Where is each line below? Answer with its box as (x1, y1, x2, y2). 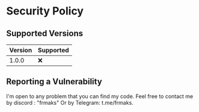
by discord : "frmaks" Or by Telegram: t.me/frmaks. (6, 99, 133, 106)
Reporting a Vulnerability (6, 76, 102, 87)
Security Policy (6, 4, 84, 18)
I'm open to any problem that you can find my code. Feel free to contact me (6, 92, 194, 100)
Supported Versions (6, 28, 83, 39)
